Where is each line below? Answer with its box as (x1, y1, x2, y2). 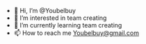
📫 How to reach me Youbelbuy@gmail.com (13, 29, 139, 37)
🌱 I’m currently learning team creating (13, 21, 122, 29)
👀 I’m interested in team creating (13, 14, 107, 22)
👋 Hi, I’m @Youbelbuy (13, 7, 76, 14)
